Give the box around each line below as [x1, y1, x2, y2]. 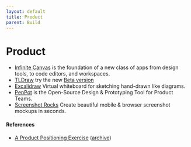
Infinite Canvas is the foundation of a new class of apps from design [14, 64, 179, 71]
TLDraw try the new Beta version [14, 77, 95, 84]
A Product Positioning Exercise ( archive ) [14, 134, 112, 141]
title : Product [6, 14, 43, 20]
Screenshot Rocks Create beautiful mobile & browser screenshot [14, 101, 171, 108]
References [6, 121, 35, 128]
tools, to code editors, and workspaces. [14, 70, 110, 77]
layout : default [6, 8, 46, 15]
